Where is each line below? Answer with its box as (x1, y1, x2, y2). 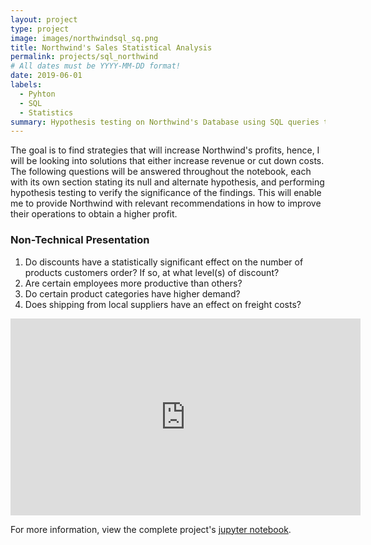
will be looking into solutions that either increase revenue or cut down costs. (10, 155, 325, 167)
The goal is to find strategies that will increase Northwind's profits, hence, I (10, 144, 320, 156)
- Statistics (19, 107, 74, 118)
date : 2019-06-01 (10, 71, 83, 81)
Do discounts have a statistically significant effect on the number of (24, 256, 304, 268)
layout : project (10, 14, 78, 25)
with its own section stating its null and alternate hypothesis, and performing (10, 176, 325, 188)
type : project (10, 24, 70, 34)
